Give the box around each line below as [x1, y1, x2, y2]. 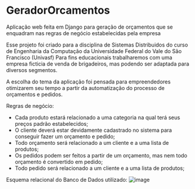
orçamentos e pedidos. [6, 91, 63, 98]
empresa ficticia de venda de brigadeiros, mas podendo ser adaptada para [6, 60, 190, 67]
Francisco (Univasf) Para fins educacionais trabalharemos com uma [6, 54, 172, 61]
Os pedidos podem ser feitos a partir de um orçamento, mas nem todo [14, 151, 187, 159]
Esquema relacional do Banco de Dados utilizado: [6, 176, 128, 183]
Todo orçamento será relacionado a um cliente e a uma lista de [14, 139, 169, 146]
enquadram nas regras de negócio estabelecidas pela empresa [6, 29, 161, 36]
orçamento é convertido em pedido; [14, 158, 103, 165]
